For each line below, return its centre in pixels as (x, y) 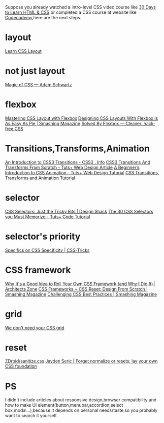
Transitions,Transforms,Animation (78, 148)
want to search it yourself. (32, 416)
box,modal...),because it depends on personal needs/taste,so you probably (81, 410)
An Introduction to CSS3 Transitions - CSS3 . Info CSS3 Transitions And (78, 162)
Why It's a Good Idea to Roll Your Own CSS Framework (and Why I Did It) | (81, 284)
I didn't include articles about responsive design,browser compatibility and (81, 400)
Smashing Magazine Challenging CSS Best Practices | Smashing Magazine (81, 294)
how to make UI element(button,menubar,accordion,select (64, 405)
